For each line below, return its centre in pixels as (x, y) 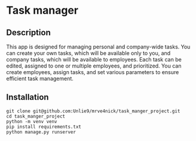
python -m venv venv (32, 121)
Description (28, 33)
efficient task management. (40, 79)
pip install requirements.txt (44, 127)
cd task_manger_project (36, 116)
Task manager (42, 10)
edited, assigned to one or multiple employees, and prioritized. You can (94, 66)
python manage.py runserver (41, 132)
